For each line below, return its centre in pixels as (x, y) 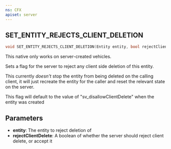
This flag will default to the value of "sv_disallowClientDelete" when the (80, 97)
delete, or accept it (32, 141)
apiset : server (21, 15)
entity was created (25, 102)
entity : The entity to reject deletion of (52, 130)
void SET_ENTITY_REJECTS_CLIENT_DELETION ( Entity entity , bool (73, 47)
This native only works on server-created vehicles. (59, 57)
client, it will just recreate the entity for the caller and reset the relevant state (85, 82)
